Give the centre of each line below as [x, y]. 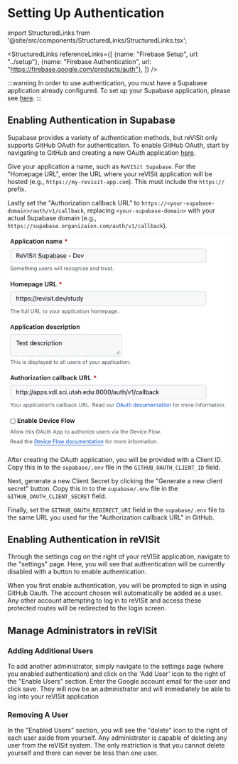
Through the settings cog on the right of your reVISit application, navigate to [119, 556]
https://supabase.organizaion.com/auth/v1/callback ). [87, 225]
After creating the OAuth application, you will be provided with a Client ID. [115, 459]
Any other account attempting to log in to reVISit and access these [104, 601]
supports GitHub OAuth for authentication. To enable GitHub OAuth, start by [118, 145]
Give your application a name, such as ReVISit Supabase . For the [102, 166]
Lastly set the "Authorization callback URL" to [74, 203]
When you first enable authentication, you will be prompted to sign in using [117, 586]
